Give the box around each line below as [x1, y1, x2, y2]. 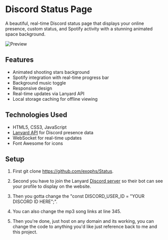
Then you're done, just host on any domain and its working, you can [12, 218, 154, 224]
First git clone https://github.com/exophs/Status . [12, 168, 114, 174]
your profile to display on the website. [12, 183, 91, 189]
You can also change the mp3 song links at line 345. [12, 209, 122, 215]
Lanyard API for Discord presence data [12, 129, 93, 135]
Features [5, 56, 34, 64]
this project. [12, 229, 38, 235]
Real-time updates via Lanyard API [12, 90, 85, 97]
